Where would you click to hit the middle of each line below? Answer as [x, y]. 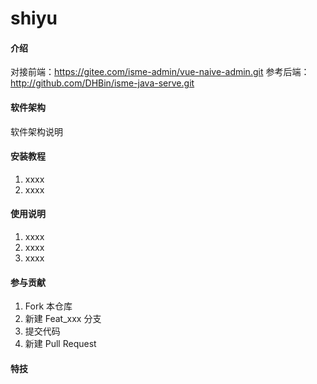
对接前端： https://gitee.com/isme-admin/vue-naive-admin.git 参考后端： [160, 72]
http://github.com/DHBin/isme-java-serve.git [102, 83]
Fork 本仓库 [48, 306]
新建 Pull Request [60, 344]
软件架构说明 [36, 131]
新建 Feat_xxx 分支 [63, 319]
